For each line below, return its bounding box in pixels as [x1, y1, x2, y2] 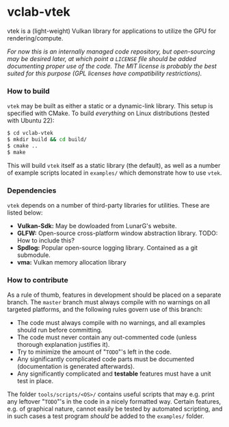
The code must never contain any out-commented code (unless [16, 333, 197, 341]
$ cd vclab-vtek [7, 130, 53, 137]
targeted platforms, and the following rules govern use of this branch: [7, 306, 203, 314]
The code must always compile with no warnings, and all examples [16, 319, 206, 327]
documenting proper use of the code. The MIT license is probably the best [7, 62, 217, 70]
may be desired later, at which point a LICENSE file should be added [7, 54, 197, 62]
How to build [7, 86, 50, 96]
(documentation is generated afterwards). [16, 363, 135, 371]
